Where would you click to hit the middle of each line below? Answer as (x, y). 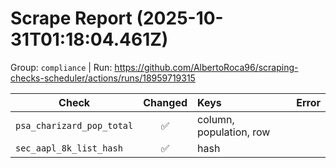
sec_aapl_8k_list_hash (69, 148)
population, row (234, 132)
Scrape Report (71, 18)
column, (216, 119)
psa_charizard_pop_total (74, 125)
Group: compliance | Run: (61, 67)
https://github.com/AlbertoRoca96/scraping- (206, 67)
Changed (165, 102)
